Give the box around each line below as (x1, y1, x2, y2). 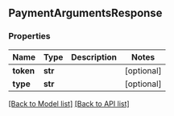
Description (71, 52, 117, 63)
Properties (8, 31, 51, 42)
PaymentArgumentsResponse (8, 6, 163, 20)
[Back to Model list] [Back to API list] (8, 98, 130, 108)
